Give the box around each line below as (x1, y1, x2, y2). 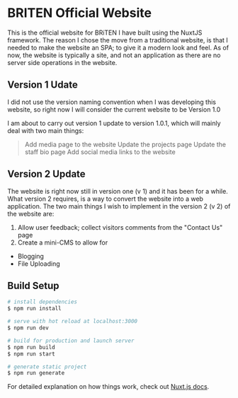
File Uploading (17, 259, 60, 268)
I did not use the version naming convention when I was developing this (7, 98, 216, 106)
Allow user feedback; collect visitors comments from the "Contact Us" (17, 223, 223, 231)
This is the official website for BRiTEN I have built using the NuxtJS (7, 28, 203, 37)
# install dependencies (7, 298, 78, 305)
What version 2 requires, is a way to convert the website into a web (7, 194, 204, 203)
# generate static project (7, 363, 87, 370)
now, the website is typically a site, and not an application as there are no (7, 51, 221, 59)
